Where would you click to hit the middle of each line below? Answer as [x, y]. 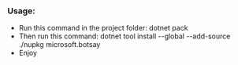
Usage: [22, 11]
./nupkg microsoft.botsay [59, 45]
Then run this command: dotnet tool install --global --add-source [125, 36]
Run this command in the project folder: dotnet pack [103, 28]
